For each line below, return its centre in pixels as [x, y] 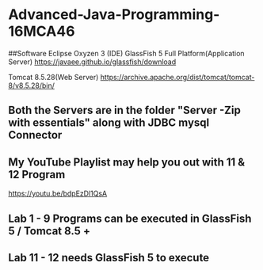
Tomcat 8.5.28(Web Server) [53, 77]
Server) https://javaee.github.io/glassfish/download [92, 62]
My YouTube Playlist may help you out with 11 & [127, 162]
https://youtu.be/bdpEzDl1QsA [58, 194]
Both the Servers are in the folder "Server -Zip [125, 110]
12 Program [37, 175]
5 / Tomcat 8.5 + [50, 231]
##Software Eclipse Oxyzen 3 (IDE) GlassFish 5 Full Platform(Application [126, 53]
